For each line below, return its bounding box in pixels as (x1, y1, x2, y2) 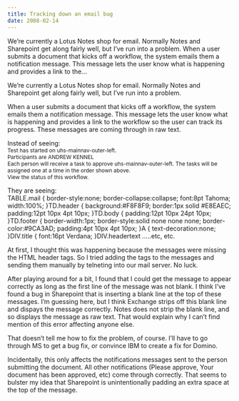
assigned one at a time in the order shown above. (7, 166, 131, 174)
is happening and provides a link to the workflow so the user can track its (7, 117, 223, 126)
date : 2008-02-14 (7, 17, 59, 24)
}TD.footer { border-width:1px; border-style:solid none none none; (7, 216, 202, 225)
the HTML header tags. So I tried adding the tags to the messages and (7, 253, 214, 261)
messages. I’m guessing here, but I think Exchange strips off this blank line (7, 297, 227, 305)
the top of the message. (7, 385, 78, 394)
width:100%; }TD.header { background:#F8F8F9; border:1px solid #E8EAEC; (7, 201, 232, 210)
